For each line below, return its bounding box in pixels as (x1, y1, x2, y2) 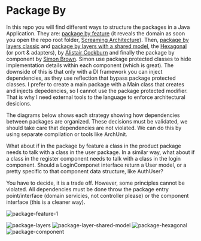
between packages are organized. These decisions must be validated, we (6, 118, 188, 125)
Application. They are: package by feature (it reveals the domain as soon (6, 29, 185, 37)
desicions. (6, 100, 32, 107)
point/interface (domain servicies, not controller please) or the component (6, 192, 189, 199)
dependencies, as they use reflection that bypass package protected (6, 74, 176, 82)
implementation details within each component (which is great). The (6, 61, 174, 69)
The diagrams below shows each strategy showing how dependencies (6, 112, 181, 119)
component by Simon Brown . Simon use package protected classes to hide (6, 55, 191, 62)
